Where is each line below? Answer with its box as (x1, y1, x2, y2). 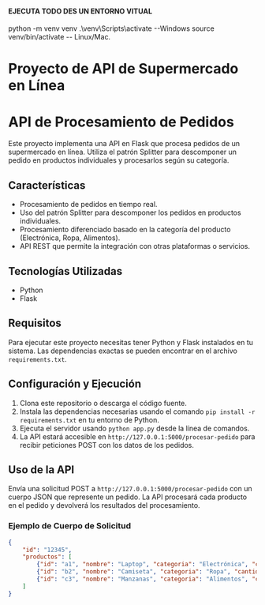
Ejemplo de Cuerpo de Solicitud (8, 520, 132, 532)
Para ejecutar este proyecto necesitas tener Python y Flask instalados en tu (8, 337, 254, 347)
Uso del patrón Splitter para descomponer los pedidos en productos (19, 208, 242, 217)
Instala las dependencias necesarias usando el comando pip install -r (19, 407, 256, 416)
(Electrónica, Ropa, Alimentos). (19, 233, 121, 242)
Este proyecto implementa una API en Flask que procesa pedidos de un (8, 139, 241, 148)
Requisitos (8, 317, 62, 330)
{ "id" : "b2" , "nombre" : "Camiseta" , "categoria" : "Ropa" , (36, 568, 231, 576)
